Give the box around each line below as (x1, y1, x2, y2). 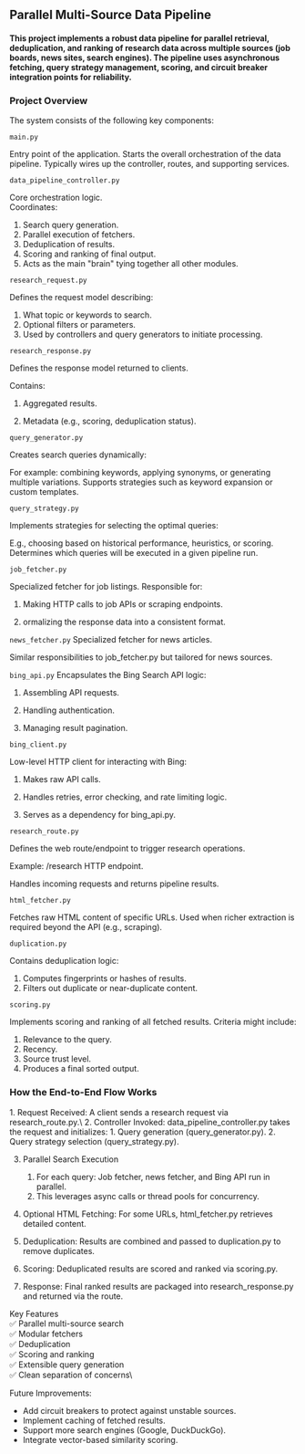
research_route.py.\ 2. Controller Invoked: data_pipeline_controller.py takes (9, 1116, 290, 1127)
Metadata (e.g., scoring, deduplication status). (22, 415, 197, 427)
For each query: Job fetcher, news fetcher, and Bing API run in (36, 1171, 270, 1182)
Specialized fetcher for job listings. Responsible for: (9, 581, 203, 592)
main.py (9, 132, 39, 142)
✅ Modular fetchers (9, 1328, 84, 1339)
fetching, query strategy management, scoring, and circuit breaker (9, 61, 269, 72)
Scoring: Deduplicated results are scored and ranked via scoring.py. (22, 1263, 279, 1274)
